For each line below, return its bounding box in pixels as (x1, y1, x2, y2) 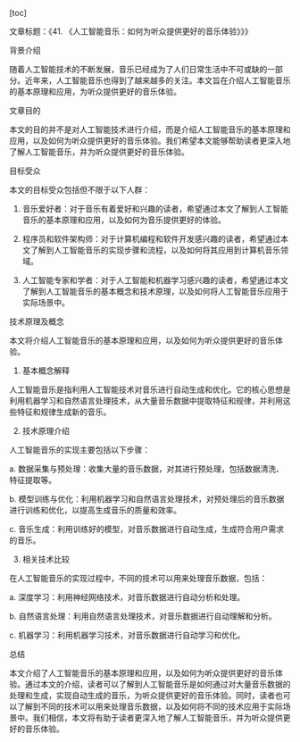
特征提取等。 (9, 475, 56, 485)
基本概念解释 (21, 365, 70, 376)
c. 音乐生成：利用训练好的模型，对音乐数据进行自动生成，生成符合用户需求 (9, 524, 284, 534)
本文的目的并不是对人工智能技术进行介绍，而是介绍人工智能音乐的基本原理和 (9, 124, 291, 135)
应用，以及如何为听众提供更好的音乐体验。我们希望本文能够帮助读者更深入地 (9, 136, 291, 146)
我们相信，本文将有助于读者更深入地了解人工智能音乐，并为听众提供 (32, 713, 283, 722)
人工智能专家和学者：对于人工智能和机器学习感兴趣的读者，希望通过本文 (21, 275, 288, 285)
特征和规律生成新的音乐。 (16, 406, 112, 417)
